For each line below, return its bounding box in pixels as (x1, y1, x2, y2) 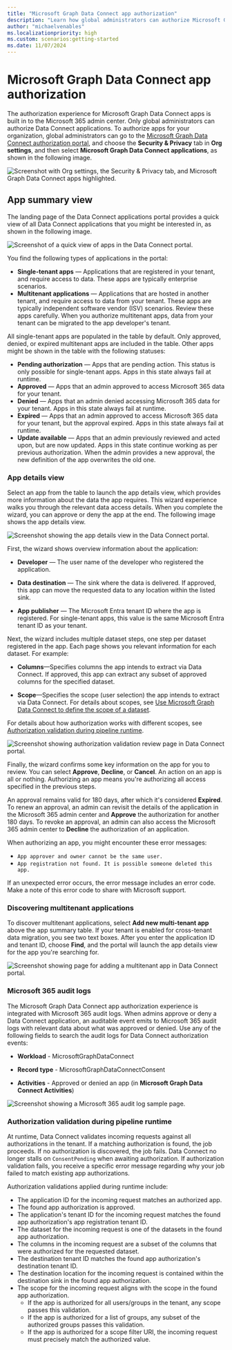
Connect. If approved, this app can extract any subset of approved (17, 671, 207, 679)
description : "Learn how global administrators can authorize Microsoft (7, 17, 221, 23)
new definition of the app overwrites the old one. (17, 455, 156, 463)
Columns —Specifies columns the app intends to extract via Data (17, 663, 202, 671)
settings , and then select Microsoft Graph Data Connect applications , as (7, 146, 217, 154)
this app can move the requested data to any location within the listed (17, 586, 215, 595)
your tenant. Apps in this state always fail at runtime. (17, 404, 167, 412)
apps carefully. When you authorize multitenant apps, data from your (17, 311, 213, 320)
